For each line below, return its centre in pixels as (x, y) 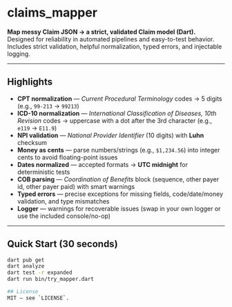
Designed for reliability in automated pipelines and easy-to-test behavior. (111, 39)
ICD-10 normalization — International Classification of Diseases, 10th (117, 113)
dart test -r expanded (40, 273)
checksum (32, 142)
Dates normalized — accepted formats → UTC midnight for (103, 164)
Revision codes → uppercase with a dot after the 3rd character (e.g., (115, 120)
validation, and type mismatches (63, 201)
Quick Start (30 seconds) (63, 244)
